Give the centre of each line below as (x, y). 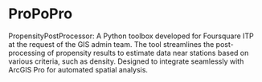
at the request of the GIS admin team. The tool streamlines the (111, 44)
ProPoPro (41, 14)
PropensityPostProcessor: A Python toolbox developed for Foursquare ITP (131, 36)
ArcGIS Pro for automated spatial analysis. (78, 69)
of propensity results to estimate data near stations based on (148, 53)
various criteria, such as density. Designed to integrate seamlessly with (126, 61)
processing (27, 53)
